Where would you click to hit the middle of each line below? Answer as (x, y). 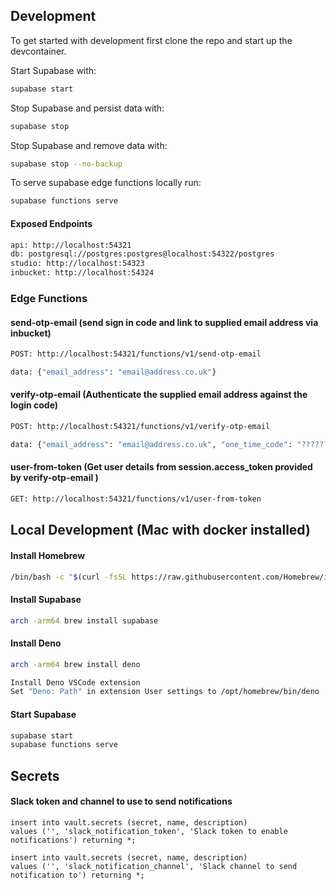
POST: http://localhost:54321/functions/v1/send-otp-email (136, 354)
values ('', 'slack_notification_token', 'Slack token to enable (149, 831)
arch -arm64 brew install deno (75, 664)
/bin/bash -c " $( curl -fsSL (69, 577)
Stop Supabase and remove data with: (89, 145)
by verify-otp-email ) (54, 478)
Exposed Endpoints (51, 223)
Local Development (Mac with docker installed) (160, 530)
